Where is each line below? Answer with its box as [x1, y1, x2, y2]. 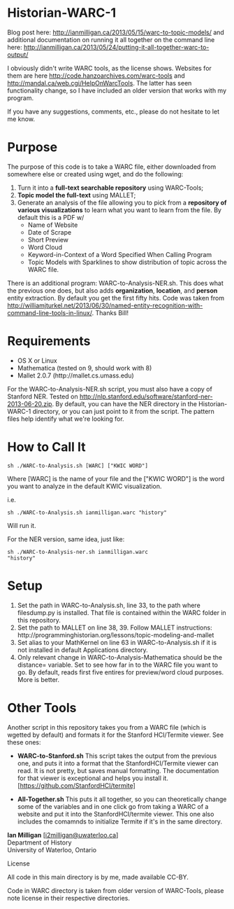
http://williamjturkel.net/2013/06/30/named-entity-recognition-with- [7, 301, 203, 310]
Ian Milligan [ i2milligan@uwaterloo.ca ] [7, 831, 119, 839]
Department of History [7, 838, 72, 847]
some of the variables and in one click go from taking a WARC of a [17, 802, 209, 810]
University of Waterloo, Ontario [7, 845, 96, 854]
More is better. [17, 675, 60, 684]
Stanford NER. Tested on [7, 392, 78, 401]
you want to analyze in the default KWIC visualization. [7, 482, 162, 490]
